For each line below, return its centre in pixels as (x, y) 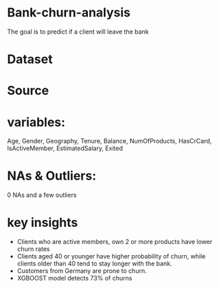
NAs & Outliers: (52, 176)
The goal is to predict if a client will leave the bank (78, 32)
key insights (43, 223)
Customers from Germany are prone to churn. (82, 271)
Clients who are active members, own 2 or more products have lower (115, 242)
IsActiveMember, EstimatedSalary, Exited (65, 148)
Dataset (30, 59)
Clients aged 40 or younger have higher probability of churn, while (111, 256)
